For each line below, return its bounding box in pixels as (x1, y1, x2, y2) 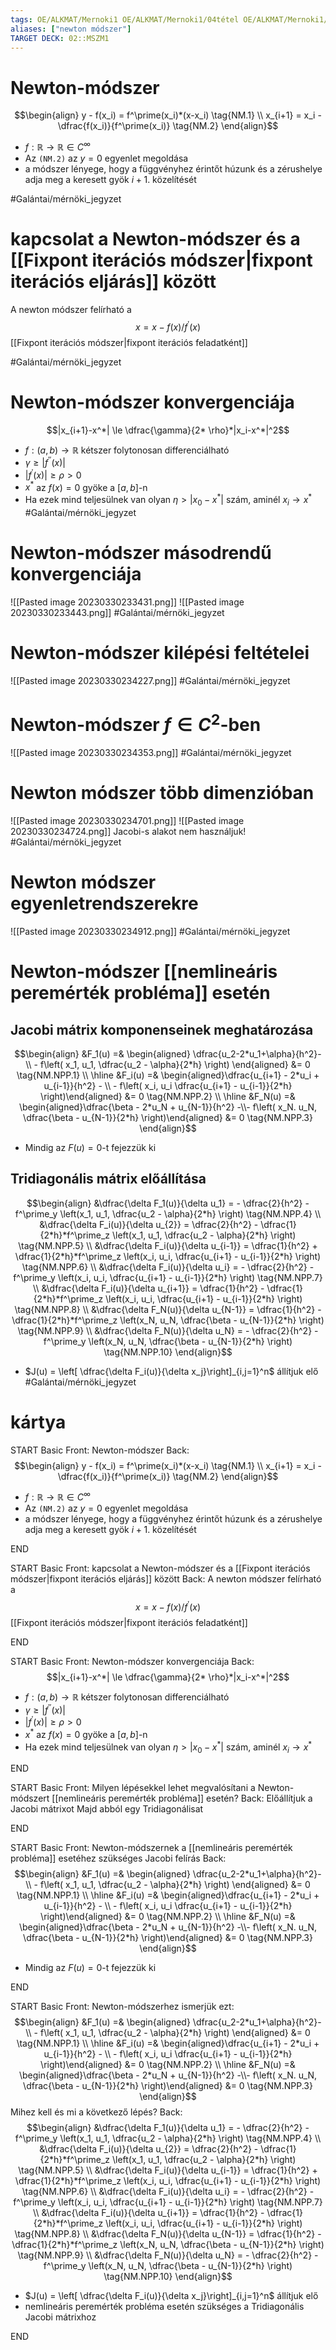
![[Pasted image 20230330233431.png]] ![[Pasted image (10, 596, 245, 608)
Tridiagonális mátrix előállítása (10, 1171, 207, 1188)
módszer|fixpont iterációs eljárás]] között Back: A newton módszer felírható (10, 1573, 322, 1585)
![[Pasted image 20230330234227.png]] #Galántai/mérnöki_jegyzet (10, 674, 291, 686)
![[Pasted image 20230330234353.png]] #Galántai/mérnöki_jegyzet (10, 747, 292, 759)
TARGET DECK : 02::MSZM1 (10, 33, 110, 43)
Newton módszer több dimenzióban (10, 782, 315, 805)
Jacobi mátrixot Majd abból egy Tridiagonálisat (10, 1803, 204, 1815)
